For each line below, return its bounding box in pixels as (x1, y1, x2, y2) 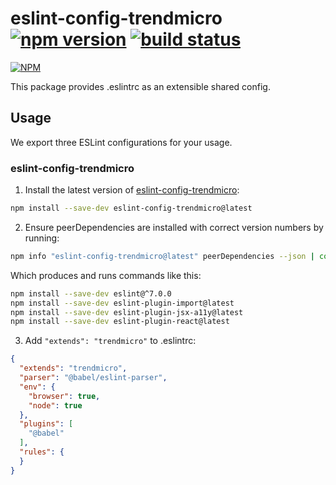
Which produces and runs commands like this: (10, 269, 202, 281)
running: (24, 232, 60, 244)
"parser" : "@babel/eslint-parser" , (19, 373, 168, 383)
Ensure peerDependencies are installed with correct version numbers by (24, 221, 324, 233)
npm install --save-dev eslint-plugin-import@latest (10, 298, 235, 308)
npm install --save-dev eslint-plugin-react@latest (10, 317, 230, 327)
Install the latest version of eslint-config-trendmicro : (24, 184, 240, 196)
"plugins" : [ (19, 419, 74, 429)
